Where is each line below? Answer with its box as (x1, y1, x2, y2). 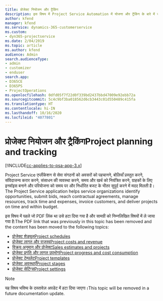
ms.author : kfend (5, 47, 40, 52)
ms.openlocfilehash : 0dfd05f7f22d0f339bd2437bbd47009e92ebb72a (5, 92, 136, 97)
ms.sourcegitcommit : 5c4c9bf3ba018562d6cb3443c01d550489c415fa (5, 97, 136, 102)
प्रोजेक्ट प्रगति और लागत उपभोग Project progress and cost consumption (12, 250, 138, 256)
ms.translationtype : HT (5, 102, 53, 106)
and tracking (5, 146, 57, 157)
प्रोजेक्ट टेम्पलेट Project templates (12, 255, 70, 261)
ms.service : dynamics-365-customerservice (5, 25, 92, 30)
